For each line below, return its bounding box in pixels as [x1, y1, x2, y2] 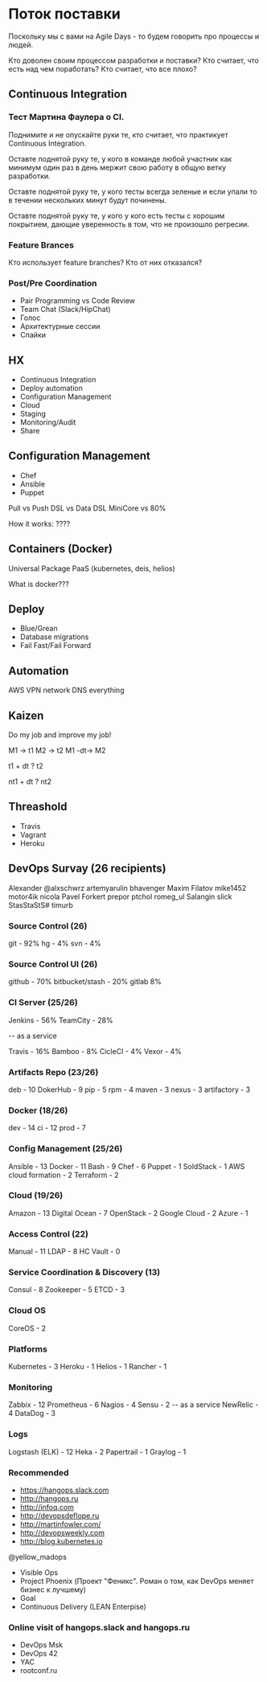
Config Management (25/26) [8, 1143, 123, 1155]
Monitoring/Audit [19, 417, 76, 427]
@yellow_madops [8, 1552, 67, 1561]
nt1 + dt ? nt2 [8, 777, 52, 786]
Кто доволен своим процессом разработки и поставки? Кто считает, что [8, 55, 260, 65]
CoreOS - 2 [8, 1323, 47, 1333]
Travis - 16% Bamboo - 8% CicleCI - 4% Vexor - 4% [8, 1046, 183, 1056]
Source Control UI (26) [8, 958, 98, 970]
